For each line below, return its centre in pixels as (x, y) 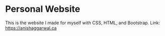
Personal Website (43, 9)
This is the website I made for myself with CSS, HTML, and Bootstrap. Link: (83, 23)
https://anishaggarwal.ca (31, 28)
